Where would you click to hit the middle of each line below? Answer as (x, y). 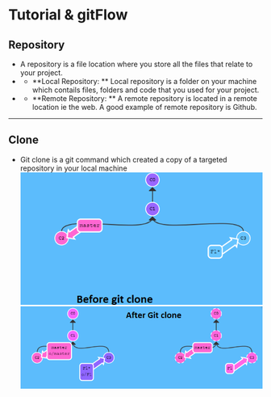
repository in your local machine (73, 168)
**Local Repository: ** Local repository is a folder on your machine (144, 81)
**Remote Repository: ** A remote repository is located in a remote (145, 98)
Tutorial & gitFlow (68, 15)
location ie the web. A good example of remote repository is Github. (144, 107)
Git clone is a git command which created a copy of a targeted (123, 159)
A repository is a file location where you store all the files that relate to (136, 64)
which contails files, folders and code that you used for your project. (146, 90)
